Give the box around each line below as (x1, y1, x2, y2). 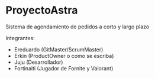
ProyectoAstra (5, 4, 78, 17)
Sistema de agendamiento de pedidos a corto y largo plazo (5, 23, 150, 30)
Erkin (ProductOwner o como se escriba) (14, 52, 114, 59)
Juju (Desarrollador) (14, 58, 63, 66)
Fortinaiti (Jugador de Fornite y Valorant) (14, 64, 114, 71)
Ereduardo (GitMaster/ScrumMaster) (14, 45, 104, 53)
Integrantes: (5, 34, 35, 41)
